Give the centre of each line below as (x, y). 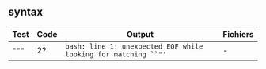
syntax (26, 12)
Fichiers (238, 34)
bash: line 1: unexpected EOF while (134, 46)
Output (140, 34)
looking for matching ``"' (116, 54)
